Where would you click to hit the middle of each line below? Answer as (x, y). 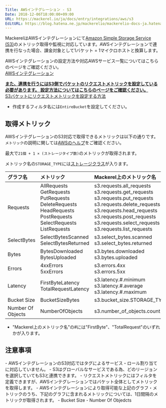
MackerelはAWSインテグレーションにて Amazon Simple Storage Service (78, 38)
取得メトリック (28, 124)
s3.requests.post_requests (125, 217)
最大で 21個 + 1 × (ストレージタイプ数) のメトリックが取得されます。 (72, 153)
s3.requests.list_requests (123, 229)
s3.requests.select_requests (127, 223)
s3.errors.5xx (110, 272)
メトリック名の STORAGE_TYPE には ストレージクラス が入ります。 (68, 164)
